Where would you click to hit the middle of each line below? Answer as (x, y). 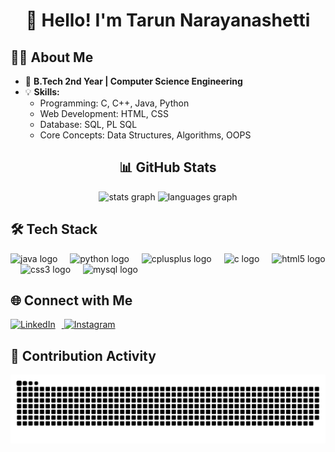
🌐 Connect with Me (71, 300)
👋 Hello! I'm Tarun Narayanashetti (168, 20)
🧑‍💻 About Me (52, 57)
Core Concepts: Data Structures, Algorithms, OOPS (145, 135)
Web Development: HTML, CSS (104, 113)
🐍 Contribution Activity (83, 355)
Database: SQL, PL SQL (88, 124)
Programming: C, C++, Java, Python (114, 103)
